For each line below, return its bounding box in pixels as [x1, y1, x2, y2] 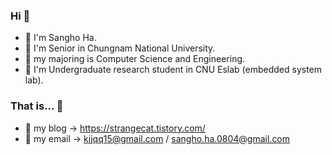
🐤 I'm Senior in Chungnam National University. [24, 42, 216, 54]
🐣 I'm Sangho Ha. [24, 32, 97, 44]
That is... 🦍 [10, 99, 64, 113]
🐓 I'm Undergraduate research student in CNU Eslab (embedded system [24, 64, 323, 76]
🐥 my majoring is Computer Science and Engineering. [24, 53, 246, 65]
